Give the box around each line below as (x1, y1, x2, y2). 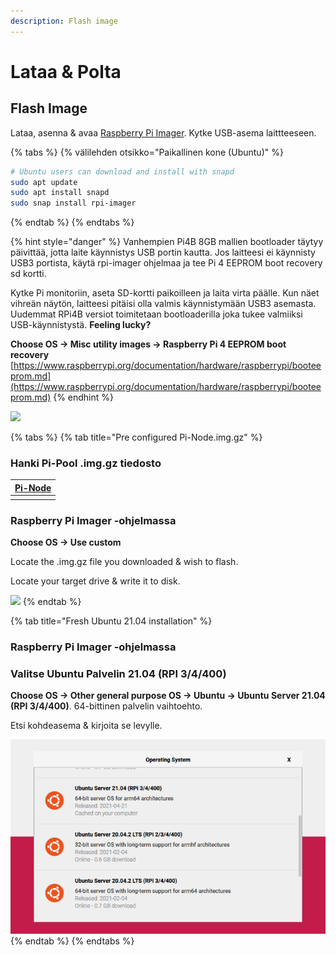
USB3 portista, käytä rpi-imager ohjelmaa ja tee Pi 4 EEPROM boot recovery (10, 257, 323, 269)
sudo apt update (10, 177, 78, 187)
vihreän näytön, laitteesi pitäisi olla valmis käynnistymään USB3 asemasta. (10, 298, 317, 310)
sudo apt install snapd (10, 188, 110, 198)
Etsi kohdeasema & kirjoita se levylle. (10, 720, 163, 732)
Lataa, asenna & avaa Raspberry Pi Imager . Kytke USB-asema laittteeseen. (10, 126, 317, 139)
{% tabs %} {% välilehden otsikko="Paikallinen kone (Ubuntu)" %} (10, 146, 284, 158)
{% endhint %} (53, 391, 115, 404)
